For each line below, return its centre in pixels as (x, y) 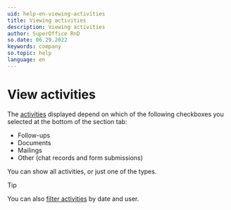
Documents (34, 142)
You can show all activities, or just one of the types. (82, 171)
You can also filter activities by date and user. (73, 199)
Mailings (30, 150)
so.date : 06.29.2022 (38, 40)
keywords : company (34, 47)
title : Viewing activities (47, 20)
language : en (26, 60)
